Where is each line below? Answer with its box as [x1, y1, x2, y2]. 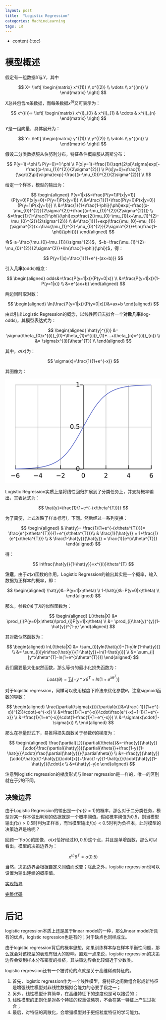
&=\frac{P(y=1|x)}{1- [118, 275, 160, 281]
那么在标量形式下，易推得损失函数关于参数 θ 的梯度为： [5, 730, 116, 736]
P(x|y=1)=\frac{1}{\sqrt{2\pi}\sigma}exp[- [75, 161, 160, 167]
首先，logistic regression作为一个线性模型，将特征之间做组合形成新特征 [12, 978, 159, 984]
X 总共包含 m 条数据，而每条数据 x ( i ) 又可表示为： [5, 99, 101, 106]
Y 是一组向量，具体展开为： [5, 125, 60, 131]
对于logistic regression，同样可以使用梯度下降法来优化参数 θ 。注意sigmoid [5, 687, 157, 693]
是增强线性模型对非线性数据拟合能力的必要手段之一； [12, 985, 121, 991]
